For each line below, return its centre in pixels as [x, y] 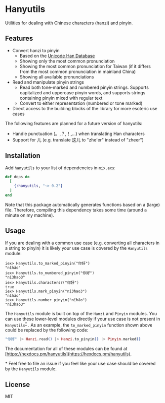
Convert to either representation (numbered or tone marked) [81, 103]
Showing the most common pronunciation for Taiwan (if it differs [85, 66]
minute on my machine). [30, 215]
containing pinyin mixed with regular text [61, 98]
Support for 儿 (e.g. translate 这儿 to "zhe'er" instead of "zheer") [78, 139]
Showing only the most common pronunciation [67, 61]
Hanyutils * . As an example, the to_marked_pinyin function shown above [79, 325]
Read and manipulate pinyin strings [48, 82]
